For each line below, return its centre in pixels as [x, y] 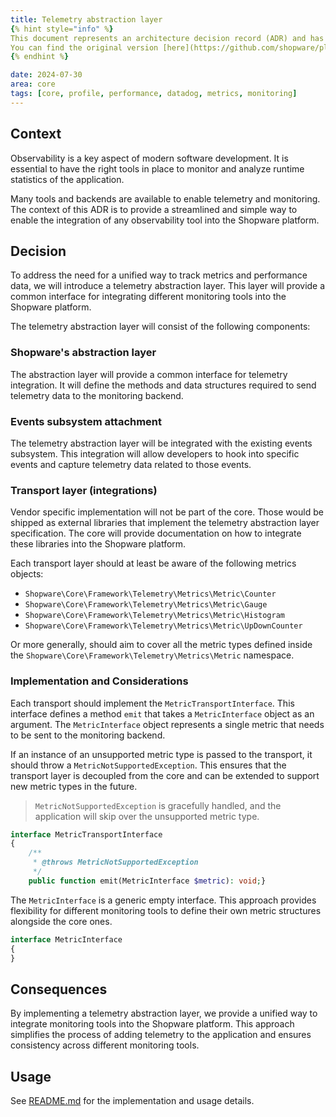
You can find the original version [84, 47]
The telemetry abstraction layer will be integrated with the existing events [161, 443]
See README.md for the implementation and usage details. [132, 1101]
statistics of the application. [67, 179]
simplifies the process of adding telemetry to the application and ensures [161, 1035]
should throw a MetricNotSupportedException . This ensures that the [148, 765]
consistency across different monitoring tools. [105, 1045]
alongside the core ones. [61, 921]
